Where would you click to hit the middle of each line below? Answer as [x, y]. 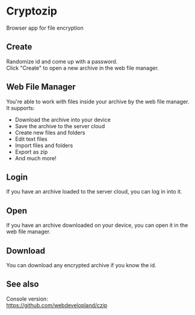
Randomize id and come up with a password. [62, 61]
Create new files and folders [50, 132]
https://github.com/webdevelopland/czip [57, 305]
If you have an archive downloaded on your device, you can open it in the [97, 226]
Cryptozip [32, 11]
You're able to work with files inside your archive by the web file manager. [98, 102]
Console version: [27, 299]
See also [23, 284]
